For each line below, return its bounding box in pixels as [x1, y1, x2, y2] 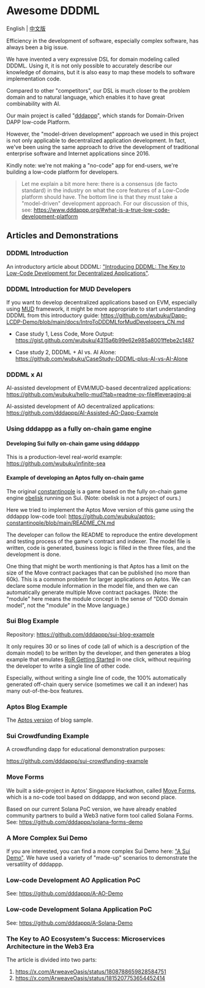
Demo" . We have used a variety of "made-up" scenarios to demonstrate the [6, 854, 198, 862]
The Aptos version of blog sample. [6, 716, 94, 724]
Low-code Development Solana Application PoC [6, 905, 152, 914]
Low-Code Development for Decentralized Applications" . [6, 269, 150, 277]
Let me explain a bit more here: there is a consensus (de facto [21, 180, 177, 187]
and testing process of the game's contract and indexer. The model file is [6, 538, 191, 545]
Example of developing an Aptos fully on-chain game [6, 474, 144, 481]
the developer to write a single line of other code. [6, 662, 130, 670]
